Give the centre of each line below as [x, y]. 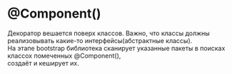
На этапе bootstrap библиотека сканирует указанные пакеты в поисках [116, 48]
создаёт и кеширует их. [44, 63]
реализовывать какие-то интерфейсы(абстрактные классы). [100, 40]
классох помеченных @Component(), [64, 56]
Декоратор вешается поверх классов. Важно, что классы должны [109, 33]
